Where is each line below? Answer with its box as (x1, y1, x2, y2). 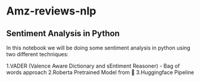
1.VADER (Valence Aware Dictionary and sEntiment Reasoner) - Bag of (6, 62, 180, 69)
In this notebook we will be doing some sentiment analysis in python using (6, 44, 191, 51)
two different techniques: (6, 51, 69, 58)
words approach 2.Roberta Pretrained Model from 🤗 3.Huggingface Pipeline (6, 69, 195, 76)
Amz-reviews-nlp (6, 4, 96, 18)
